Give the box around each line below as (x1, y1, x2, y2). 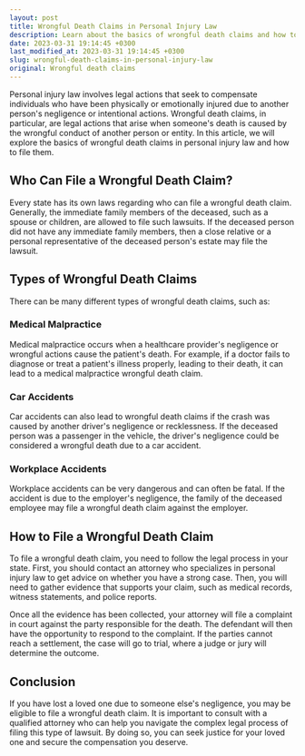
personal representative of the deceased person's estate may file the (9, 235, 268, 246)
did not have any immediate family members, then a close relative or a (9, 226, 272, 237)
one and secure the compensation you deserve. (9, 737, 189, 748)
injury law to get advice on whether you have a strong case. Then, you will (9, 573, 288, 584)
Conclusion (9, 673, 76, 690)
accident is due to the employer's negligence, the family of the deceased (9, 493, 283, 504)
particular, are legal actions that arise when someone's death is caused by (9, 117, 288, 128)
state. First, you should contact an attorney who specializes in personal (9, 563, 276, 574)
